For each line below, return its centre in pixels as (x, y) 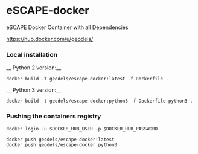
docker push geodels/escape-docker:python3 (62, 145)
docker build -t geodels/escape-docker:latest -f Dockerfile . (88, 79)
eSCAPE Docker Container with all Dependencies (67, 27)
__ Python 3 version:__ (34, 90)
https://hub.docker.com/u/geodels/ (50, 39)
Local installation (32, 54)
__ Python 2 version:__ (34, 68)
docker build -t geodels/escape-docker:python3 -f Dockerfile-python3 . (100, 101)
